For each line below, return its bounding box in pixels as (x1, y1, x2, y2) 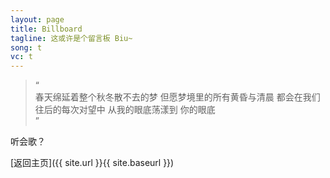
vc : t (10, 52, 33, 62)
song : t (10, 42, 43, 53)
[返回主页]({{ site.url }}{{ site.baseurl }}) (10, 157, 175, 169)
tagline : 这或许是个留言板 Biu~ (10, 33, 133, 43)
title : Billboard (10, 24, 83, 34)
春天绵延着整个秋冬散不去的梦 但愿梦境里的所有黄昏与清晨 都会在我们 (34, 91, 321, 103)
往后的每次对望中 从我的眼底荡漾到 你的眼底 (34, 104, 216, 116)
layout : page (10, 14, 65, 25)
